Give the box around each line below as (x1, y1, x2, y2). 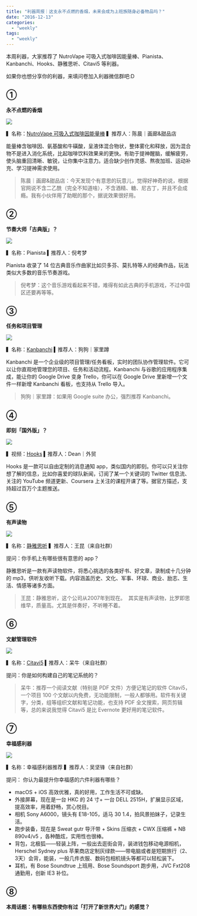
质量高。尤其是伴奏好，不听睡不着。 (36, 602, 124, 609)
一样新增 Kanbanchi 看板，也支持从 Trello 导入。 (11, 381, 128, 388)
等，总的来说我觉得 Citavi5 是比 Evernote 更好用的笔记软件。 (20, 706, 168, 713)
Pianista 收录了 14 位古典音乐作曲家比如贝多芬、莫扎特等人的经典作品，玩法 (6, 261, 189, 268)
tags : (6, 31, 19, 36)
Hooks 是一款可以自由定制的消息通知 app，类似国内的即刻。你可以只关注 (6, 463, 183, 470)
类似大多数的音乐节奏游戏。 (6, 269, 73, 276)
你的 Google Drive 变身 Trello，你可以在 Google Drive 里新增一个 (26, 373, 183, 380)
